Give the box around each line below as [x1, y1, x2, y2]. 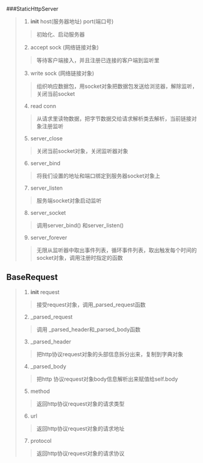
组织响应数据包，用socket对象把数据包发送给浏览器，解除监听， [36, 82, 198, 90]
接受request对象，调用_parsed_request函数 [36, 301, 146, 308]
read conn [30, 102, 57, 109]
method [30, 387, 50, 395]
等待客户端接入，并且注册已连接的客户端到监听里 [36, 57, 160, 63]
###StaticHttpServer [6, 5, 59, 12]
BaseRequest [6, 272, 58, 282]
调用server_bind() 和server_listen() [36, 222, 124, 229]
